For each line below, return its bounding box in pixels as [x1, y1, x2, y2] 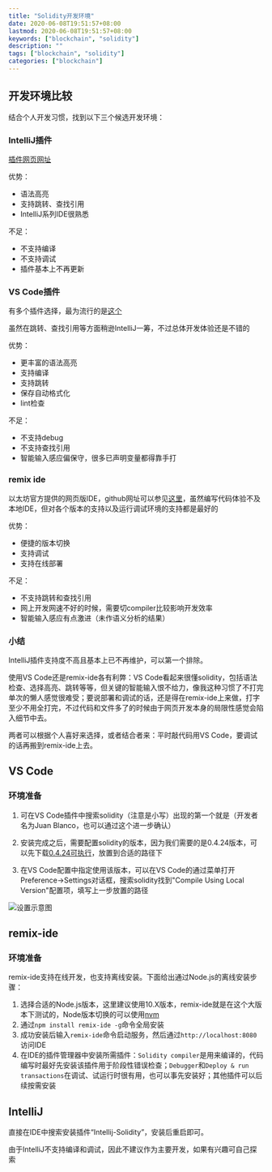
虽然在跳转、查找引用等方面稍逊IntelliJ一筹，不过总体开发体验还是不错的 [8, 324, 250, 333]
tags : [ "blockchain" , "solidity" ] [8, 49, 125, 58]
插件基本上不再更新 [19, 264, 85, 273]
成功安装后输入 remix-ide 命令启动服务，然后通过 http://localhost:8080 [19, 1030, 257, 1040]
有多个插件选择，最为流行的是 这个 [8, 306, 122, 316]
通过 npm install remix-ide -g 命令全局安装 [19, 1020, 164, 1030]
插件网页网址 [8, 154, 51, 164]
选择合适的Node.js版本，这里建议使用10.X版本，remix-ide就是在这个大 [19, 999, 255, 1010]
